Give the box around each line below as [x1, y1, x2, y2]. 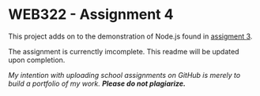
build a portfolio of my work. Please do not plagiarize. [8, 79, 186, 88]
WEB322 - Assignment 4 [8, 6, 174, 24]
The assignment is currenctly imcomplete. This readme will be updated [8, 46, 239, 56]
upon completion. [8, 55, 66, 65]
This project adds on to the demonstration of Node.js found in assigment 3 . [8, 31, 253, 41]
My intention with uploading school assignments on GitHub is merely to [8, 70, 241, 79]
